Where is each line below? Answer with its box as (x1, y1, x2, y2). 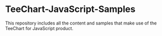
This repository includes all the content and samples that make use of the (5, 20, 157, 26)
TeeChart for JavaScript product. (5, 25, 74, 31)
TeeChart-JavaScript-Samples (5, 3, 135, 15)
